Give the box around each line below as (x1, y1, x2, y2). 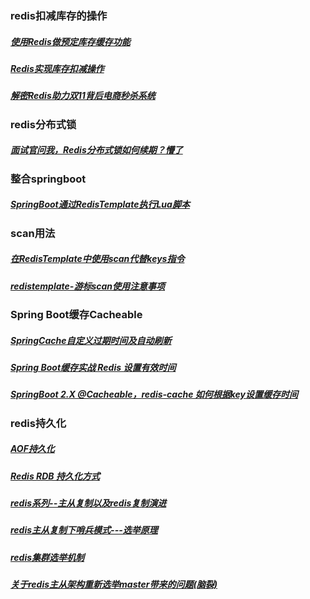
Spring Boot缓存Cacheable (10, 307, 143, 321)
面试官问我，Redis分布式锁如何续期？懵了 (10, 144, 183, 156)
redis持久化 (10, 416, 67, 430)
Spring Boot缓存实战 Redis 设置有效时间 (10, 361, 177, 373)
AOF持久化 (10, 443, 55, 455)
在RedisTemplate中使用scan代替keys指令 (10, 253, 185, 265)
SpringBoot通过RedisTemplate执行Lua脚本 (10, 198, 190, 211)
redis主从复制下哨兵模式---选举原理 (10, 524, 158, 536)
